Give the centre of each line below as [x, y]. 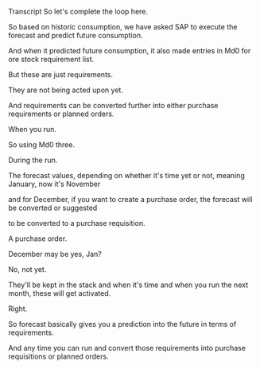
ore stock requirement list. [51, 59]
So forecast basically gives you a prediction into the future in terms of [122, 324]
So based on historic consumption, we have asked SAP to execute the [123, 27]
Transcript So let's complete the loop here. [78, 12]
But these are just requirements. [61, 74]
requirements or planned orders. [61, 114]
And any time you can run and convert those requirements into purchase [127, 348]
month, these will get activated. [60, 293]
